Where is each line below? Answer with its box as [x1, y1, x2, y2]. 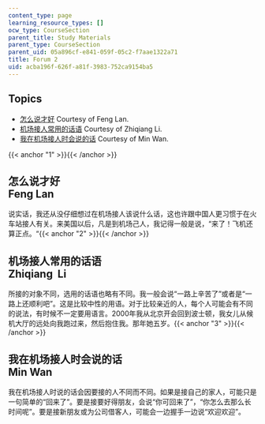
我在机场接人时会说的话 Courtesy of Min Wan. [19, 133, 169, 143]
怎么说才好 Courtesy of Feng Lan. [19, 114, 129, 123]
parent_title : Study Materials [8, 33, 111, 42]
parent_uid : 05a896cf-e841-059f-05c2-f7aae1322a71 [8, 48, 178, 56]
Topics [8, 92, 43, 106]
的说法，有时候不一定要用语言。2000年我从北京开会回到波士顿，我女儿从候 [8, 309, 254, 318]
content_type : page [8, 11, 73, 20]
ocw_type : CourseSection [8, 26, 90, 34]
